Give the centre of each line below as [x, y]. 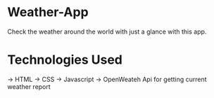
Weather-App [48, 12]
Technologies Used [65, 60]
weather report [29, 86]
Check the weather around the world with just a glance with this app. [107, 31]
